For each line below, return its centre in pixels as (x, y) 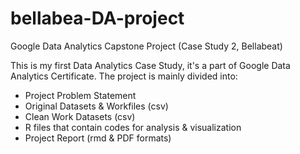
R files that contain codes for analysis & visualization (133, 127)
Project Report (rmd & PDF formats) (98, 138)
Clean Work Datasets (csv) (80, 116)
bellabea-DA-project (97, 18)
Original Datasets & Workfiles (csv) (96, 106)
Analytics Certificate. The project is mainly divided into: (124, 76)
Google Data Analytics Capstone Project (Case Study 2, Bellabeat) (146, 46)
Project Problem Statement (80, 95)
